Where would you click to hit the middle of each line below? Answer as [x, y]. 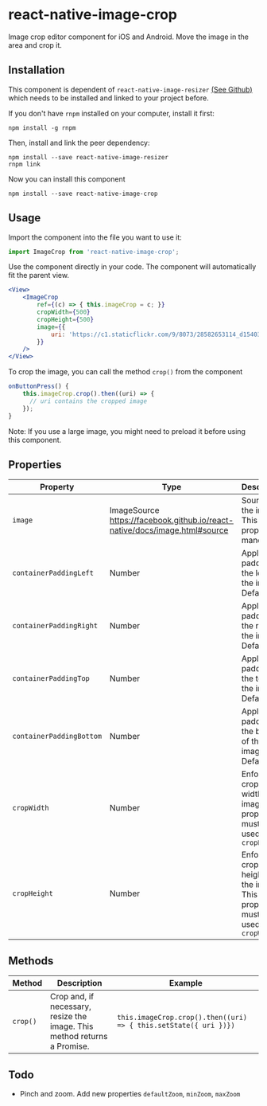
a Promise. [70, 1046]
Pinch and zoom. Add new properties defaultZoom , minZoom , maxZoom [130, 1094]
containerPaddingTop [51, 679]
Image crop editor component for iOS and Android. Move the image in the [128, 37]
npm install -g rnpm [43, 128]
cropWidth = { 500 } [64, 312]
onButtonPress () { [39, 387]
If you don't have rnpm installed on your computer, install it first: [111, 113]
